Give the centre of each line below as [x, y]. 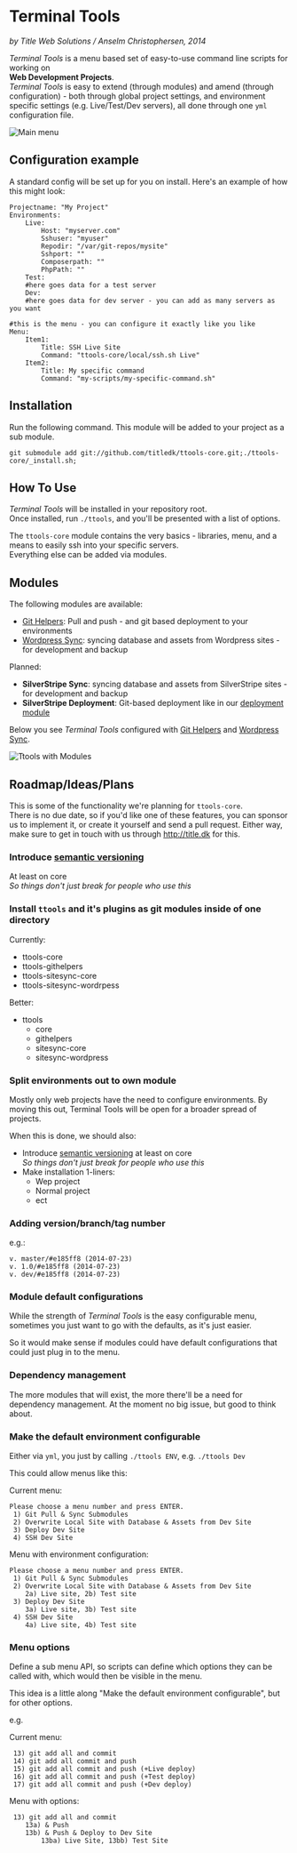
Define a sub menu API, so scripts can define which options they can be [141, 1667]
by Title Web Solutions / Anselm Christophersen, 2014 [108, 41]
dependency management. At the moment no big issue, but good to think [143, 1404]
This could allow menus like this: [69, 1473]
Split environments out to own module [93, 1080]
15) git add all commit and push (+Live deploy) [105, 1769]
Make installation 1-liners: [68, 1172]
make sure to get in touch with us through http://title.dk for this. [125, 834]
